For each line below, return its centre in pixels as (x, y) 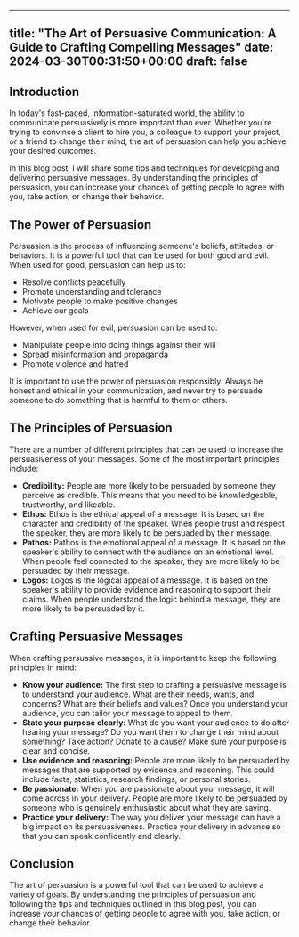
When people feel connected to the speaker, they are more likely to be (151, 561)
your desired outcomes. (53, 151)
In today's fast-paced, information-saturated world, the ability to (127, 113)
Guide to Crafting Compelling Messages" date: (141, 48)
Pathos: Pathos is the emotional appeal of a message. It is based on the (154, 542)
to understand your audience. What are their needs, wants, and (138, 694)
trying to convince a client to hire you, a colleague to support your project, (145, 132)
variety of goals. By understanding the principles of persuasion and (133, 894)
